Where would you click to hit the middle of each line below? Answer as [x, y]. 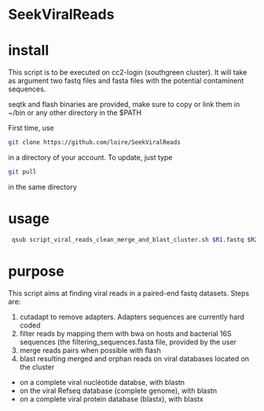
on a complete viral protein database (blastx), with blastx [112, 398]
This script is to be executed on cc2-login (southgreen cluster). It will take [128, 72]
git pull [22, 172]
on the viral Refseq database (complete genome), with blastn [118, 391]
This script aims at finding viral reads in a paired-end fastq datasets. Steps [129, 293]
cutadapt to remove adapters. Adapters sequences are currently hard [132, 317]
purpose [36, 271]
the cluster [37, 367]
